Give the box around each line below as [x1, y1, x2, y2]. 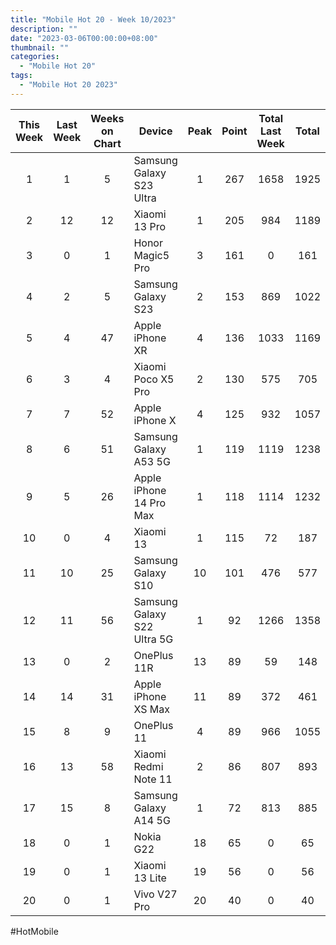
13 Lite [133, 871, 167, 885]
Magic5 [133, 248, 170, 262]
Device [138, 124, 173, 138]
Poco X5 [133, 372, 175, 386]
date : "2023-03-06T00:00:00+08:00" [10, 33, 159, 43]
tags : [10, 71, 33, 81]
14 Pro [133, 496, 167, 510]
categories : [10, 52, 60, 62]
